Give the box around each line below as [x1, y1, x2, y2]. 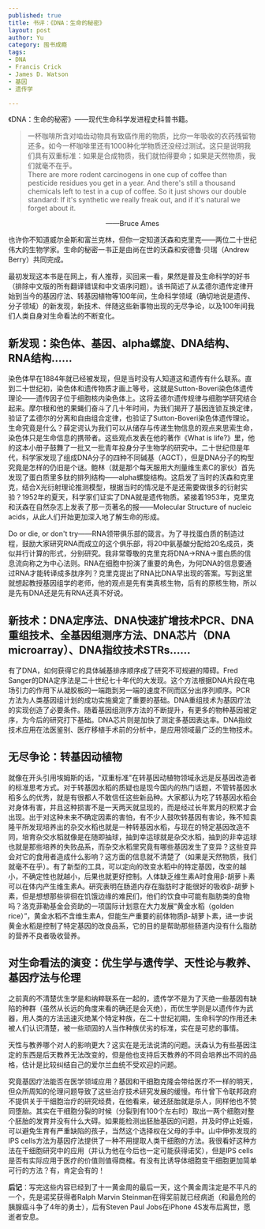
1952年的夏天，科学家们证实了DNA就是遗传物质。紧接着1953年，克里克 [21, 492, 255, 502]
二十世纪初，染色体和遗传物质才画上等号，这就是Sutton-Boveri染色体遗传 [14, 384, 254, 394]
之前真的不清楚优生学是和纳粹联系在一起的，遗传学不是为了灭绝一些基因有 [8, 993, 250, 1003]
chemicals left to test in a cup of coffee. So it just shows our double [27, 187, 247, 196]
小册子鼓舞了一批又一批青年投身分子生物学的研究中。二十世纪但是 [28, 443, 243, 453]
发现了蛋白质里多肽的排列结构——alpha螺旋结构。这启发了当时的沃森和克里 [8, 473, 254, 482]
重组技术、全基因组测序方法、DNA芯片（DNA [8, 628, 231, 642]
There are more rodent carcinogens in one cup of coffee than [27, 170, 227, 179]
